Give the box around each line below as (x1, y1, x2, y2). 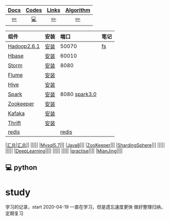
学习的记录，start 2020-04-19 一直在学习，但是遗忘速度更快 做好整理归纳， (5, 204, 165, 210)
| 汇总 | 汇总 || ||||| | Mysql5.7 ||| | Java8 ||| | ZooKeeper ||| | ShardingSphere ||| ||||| (5, 142, 165, 148)
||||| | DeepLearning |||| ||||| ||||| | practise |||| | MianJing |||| (5, 148, 123, 154)
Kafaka (8, 110, 25, 117)
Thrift (8, 120, 22, 126)
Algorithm (65, 7, 91, 13)
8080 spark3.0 (60, 91, 97, 98)
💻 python (5, 163, 37, 172)
